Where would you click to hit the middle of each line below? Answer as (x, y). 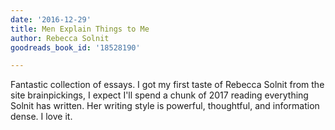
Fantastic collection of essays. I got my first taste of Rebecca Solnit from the (167, 85)
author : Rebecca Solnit (60, 38)
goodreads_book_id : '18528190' (75, 47)
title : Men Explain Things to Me (80, 29)
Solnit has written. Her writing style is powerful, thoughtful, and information (165, 106)
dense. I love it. (41, 117)
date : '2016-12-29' (51, 19)
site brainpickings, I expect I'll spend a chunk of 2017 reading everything (159, 95)
